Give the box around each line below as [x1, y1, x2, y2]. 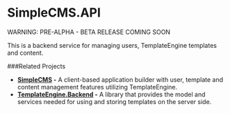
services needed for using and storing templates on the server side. [17, 97, 212, 105]
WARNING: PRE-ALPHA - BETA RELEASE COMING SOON [7, 28, 171, 36]
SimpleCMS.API [7, 5, 101, 21]
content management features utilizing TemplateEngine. [17, 82, 178, 91]
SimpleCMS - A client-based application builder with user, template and [17, 75, 224, 84]
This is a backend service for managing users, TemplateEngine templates [7, 41, 217, 49]
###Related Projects [7, 62, 66, 70]
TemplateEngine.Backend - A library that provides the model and [17, 90, 206, 98]
